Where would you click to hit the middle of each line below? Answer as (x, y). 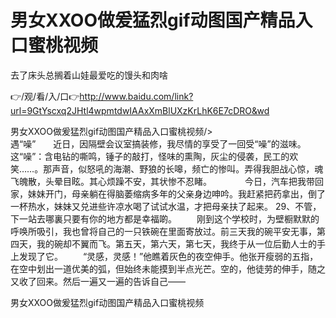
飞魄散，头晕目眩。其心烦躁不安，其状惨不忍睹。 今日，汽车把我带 (162, 181)
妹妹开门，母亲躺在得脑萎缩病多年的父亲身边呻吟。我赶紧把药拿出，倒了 (176, 193)
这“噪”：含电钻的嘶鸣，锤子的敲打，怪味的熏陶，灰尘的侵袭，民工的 (150, 156)
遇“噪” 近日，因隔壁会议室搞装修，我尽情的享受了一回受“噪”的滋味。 (158, 143)
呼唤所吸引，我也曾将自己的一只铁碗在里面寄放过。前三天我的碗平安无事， (163, 231)
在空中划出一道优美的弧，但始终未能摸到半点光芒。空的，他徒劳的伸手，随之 (168, 268)
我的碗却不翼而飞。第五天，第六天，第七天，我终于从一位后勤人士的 (176, 243)
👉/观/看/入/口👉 (45, 96)
